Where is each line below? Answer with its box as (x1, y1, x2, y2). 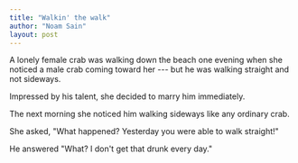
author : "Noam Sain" (9, 22, 88, 31)
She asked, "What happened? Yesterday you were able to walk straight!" (9, 126, 280, 137)
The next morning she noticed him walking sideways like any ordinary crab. (9, 109, 291, 120)
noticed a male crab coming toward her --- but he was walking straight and (9, 64, 290, 75)
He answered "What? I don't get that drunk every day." (9, 143, 213, 154)
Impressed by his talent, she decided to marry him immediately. (9, 91, 246, 102)
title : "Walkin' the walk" (9, 13, 111, 23)
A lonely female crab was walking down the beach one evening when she (9, 55, 283, 66)
